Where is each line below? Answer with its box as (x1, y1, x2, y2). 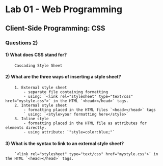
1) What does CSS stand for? (5, 52, 67, 58)
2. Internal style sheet (14, 103, 67, 108)
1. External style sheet (14, 85, 67, 90)
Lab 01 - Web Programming (5, 4, 123, 15)
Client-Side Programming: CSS (5, 24, 105, 33)
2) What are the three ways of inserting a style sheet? (5, 74, 121, 80)
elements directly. (5, 125, 47, 130)
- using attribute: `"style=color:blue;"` (23, 129, 115, 134)
